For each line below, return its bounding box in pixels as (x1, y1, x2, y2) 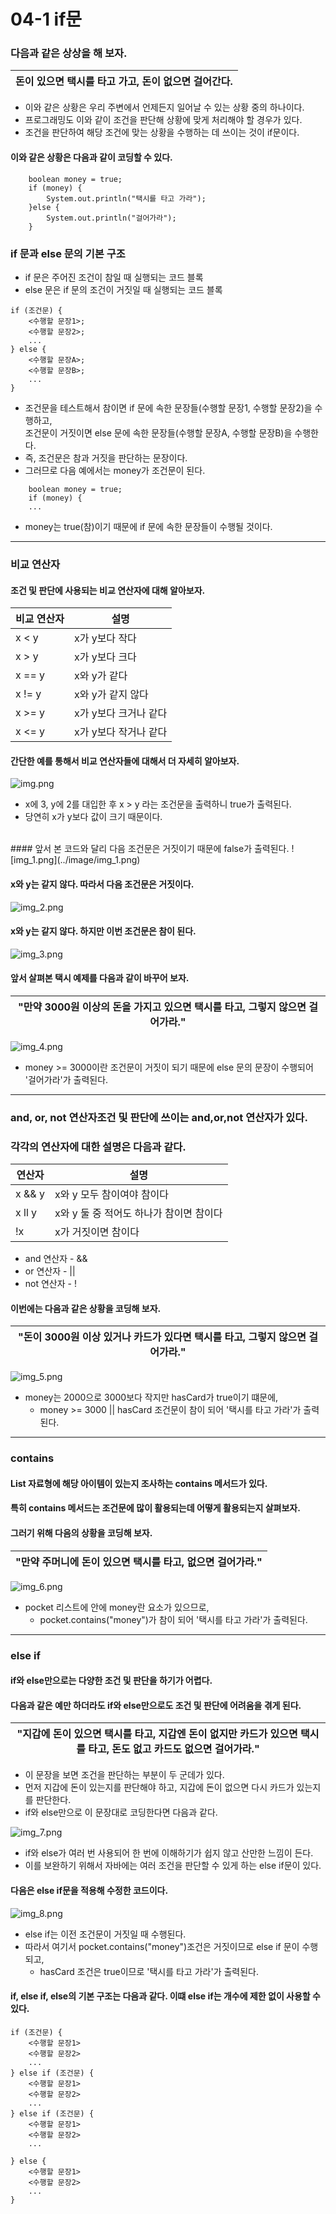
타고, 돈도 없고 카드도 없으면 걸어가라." (88, 1742, 260, 1756)
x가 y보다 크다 (73, 650, 137, 664)
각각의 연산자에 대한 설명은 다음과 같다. (10, 1140, 187, 1154)
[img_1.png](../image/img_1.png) (10, 854, 141, 866)
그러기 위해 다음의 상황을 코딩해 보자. (10, 1527, 153, 1539)
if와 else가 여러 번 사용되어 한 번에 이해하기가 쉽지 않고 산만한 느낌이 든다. (24, 1847, 314, 1859)
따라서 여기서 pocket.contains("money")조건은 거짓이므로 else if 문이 (24, 1940, 300, 1952)
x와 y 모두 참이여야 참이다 (54, 1188, 170, 1202)
